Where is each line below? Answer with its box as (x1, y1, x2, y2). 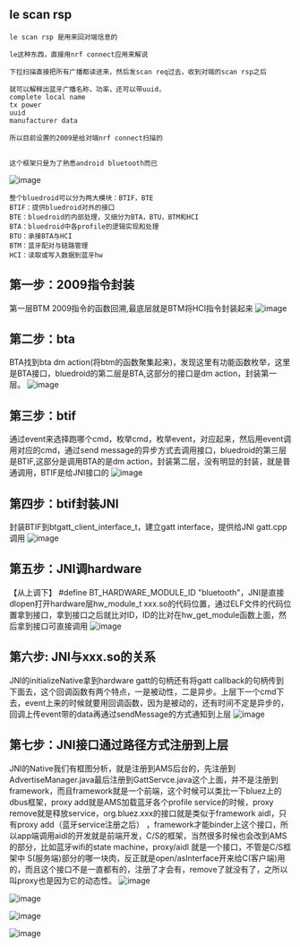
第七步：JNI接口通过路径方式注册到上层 (9, 737, 229, 752)
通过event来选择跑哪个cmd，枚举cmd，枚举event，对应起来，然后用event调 (9, 434, 292, 445)
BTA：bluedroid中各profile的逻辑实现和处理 (9, 222, 159, 231)
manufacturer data (9, 116, 78, 125)
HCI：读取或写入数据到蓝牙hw (9, 250, 103, 259)
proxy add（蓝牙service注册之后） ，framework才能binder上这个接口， (16, 819, 281, 830)
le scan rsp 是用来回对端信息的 (9, 32, 118, 41)
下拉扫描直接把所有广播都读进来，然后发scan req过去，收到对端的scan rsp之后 (9, 67, 267, 76)
